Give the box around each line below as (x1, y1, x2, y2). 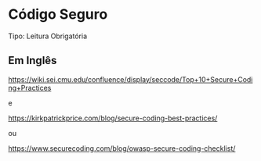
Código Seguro (8, 5, 108, 23)
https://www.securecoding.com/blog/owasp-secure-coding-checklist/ (8, 143, 236, 153)
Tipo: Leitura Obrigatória (8, 31, 88, 41)
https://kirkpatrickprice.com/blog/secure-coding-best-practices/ (8, 113, 218, 123)
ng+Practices (8, 83, 52, 92)
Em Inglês (8, 54, 57, 67)
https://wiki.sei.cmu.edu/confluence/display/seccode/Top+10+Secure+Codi (8, 74, 253, 84)
